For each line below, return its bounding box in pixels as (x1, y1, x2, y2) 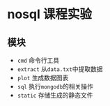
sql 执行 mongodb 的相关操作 (17, 82, 94, 91)
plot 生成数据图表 (17, 74, 69, 82)
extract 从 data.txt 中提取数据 (17, 65, 103, 73)
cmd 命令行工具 (17, 56, 60, 64)
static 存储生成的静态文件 (17, 91, 93, 99)
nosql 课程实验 (7, 6, 93, 22)
